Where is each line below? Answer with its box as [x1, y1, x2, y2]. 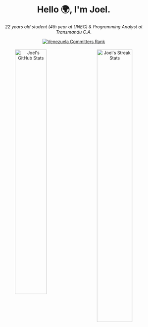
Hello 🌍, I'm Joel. [37, 4, 111, 15]
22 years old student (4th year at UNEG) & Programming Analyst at [4, 23, 143, 30]
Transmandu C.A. [55, 29, 92, 35]
